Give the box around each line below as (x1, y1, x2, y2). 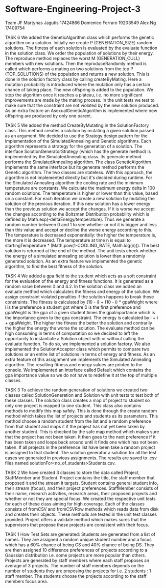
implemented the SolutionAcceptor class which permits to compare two (5, 346, 150, 352)
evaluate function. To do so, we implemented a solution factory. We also (5, 341, 151, 347)
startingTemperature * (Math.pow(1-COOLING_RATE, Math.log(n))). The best (5, 242, 160, 248)
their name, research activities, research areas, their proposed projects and (5, 490, 157, 496)
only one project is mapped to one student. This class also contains (5, 402, 141, 409)
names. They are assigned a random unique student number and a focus (5, 536, 152, 542)
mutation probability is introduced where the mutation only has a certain (5, 81, 151, 87)
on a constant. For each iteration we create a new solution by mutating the (5, 195, 155, 201)
